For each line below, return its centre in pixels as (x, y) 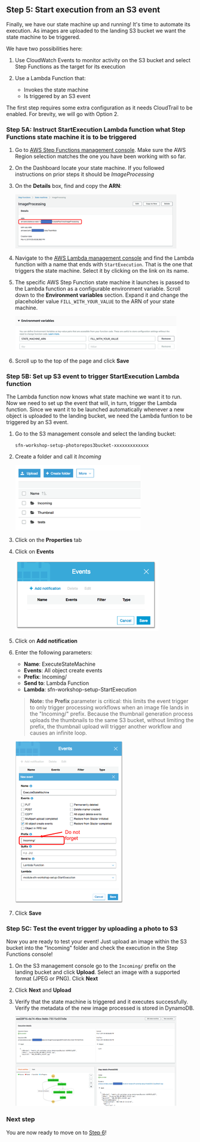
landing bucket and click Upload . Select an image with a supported (97, 972)
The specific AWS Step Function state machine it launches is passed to (102, 282)
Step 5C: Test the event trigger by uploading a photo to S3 (92, 928)
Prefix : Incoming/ (45, 677)
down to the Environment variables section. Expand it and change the (101, 295)
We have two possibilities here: (44, 48)
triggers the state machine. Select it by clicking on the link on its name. (102, 271)
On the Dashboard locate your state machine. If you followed (90, 168)
